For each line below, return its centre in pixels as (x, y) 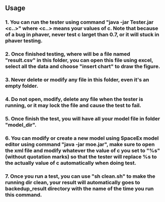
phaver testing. (24, 41)
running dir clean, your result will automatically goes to (73, 182)
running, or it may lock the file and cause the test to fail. (73, 105)
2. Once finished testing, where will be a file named (68, 54)
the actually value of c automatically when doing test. (71, 163)
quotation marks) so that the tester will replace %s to (92, 156)
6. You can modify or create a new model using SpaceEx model (82, 138)
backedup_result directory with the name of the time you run (80, 189)
